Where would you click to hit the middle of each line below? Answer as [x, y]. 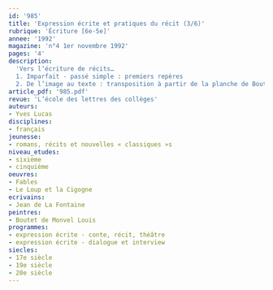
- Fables [23, 182]
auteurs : [23, 106]
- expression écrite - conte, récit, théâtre [87, 235]
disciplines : [30, 122]
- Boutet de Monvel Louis [52, 220]
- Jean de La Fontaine [47, 205]
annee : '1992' [32, 39]
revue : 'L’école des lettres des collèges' [83, 99]
